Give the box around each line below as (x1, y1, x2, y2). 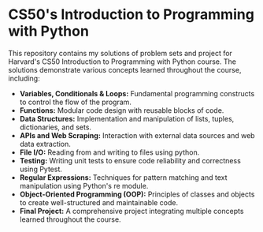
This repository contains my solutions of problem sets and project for (8, 48, 232, 58)
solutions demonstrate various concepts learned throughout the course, (8, 65, 242, 74)
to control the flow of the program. (19, 97, 132, 107)
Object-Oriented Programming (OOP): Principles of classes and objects (19, 189, 255, 199)
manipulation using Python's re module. (19, 181, 149, 190)
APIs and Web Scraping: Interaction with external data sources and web (19, 130, 255, 140)
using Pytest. (19, 164, 63, 174)
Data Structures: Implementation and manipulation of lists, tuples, (19, 114, 235, 123)
